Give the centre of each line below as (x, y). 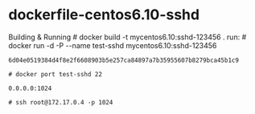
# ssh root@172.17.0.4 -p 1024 (61, 102)
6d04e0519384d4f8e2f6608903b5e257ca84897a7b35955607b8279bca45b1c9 (124, 60)
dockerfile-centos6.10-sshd (104, 15)
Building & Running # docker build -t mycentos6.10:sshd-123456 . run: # (127, 37)
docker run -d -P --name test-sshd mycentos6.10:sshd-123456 (113, 45)
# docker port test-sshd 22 (56, 74)
